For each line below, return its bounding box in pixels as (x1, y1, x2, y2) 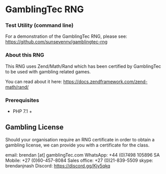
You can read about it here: (5, 78, 63, 85)
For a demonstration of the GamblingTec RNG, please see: (5, 33, 127, 39)
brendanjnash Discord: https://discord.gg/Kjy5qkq (5, 162, 110, 169)
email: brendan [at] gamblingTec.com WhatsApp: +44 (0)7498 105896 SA (5, 152, 160, 158)
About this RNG (5, 52, 44, 59)
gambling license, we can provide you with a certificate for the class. (5, 142, 150, 148)
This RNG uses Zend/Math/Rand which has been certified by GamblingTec (5, 63, 161, 69)
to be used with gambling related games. (5, 68, 91, 74)
